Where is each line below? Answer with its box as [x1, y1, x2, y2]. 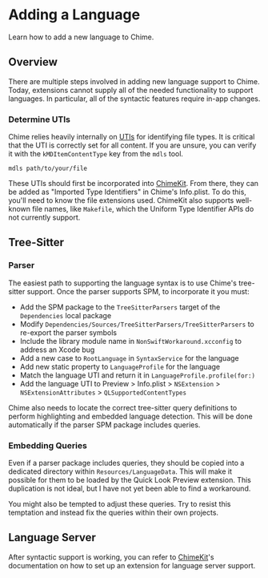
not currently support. [8, 212, 81, 222]
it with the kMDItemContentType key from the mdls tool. [8, 149, 184, 159]
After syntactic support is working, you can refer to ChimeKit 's [8, 552, 214, 562]
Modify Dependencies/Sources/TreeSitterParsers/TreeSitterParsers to [19, 319, 254, 329]
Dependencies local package [19, 310, 112, 320]
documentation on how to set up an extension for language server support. [8, 560, 256, 570]
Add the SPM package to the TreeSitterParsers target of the [19, 302, 221, 312]
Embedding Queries [8, 439, 88, 451]
